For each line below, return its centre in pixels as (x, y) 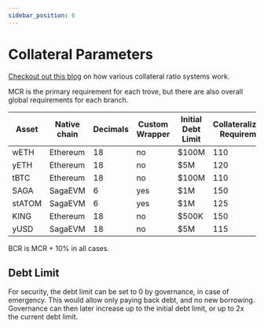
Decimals (111, 129)
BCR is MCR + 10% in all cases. (59, 248)
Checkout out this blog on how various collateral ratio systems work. (119, 76)
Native (67, 124)
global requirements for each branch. (68, 100)
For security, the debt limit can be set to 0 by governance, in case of (119, 292)
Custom (153, 124)
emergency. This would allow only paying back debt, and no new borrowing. (132, 300)
